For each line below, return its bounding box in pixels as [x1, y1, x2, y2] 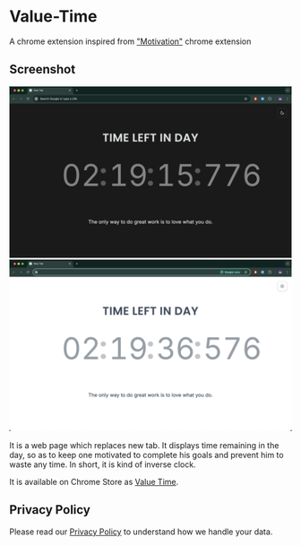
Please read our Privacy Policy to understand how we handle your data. [9, 526, 273, 537]
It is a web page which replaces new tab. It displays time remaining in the [9, 440, 279, 451]
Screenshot [9, 62, 76, 77]
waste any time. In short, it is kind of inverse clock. [9, 459, 196, 470]
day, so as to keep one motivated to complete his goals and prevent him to [9, 450, 284, 461]
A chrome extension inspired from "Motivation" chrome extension [9, 36, 252, 47]
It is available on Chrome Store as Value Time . [9, 477, 179, 488]
